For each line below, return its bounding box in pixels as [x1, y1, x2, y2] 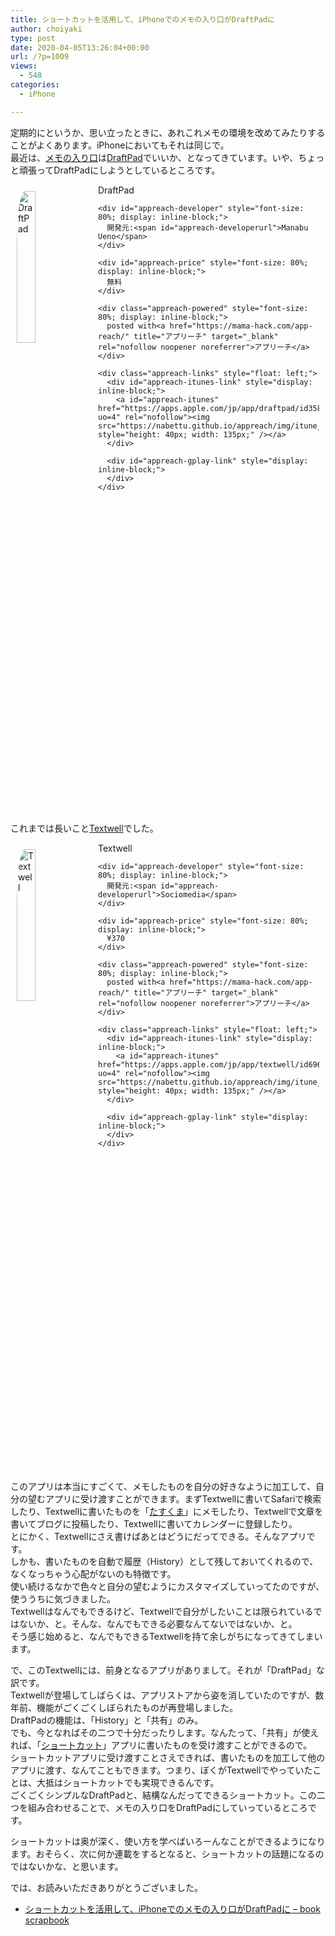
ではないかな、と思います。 [10, 1860, 124, 1872]
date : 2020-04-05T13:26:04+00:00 [10, 42, 150, 53]
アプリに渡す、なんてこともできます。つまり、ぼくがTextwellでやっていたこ [10, 1764, 322, 1776]
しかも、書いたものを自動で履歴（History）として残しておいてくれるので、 [10, 1555, 319, 1567]
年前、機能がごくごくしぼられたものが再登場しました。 [10, 1701, 238, 1713]
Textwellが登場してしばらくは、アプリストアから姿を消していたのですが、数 [10, 1689, 325, 1701]
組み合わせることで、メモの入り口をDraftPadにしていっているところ [27, 1801, 308, 1813]
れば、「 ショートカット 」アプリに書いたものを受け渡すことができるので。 [10, 1739, 313, 1751]
